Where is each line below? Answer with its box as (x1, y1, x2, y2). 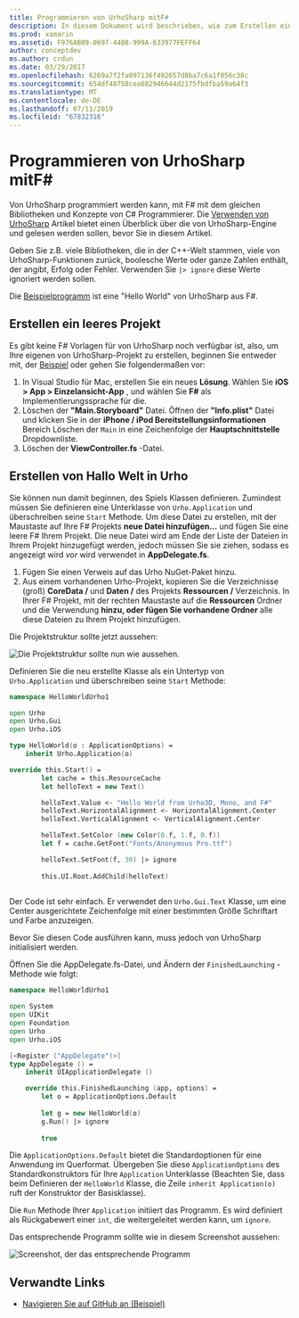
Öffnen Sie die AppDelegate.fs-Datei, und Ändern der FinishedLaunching (9, 960, 276, 970)
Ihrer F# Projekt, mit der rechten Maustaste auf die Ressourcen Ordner (21, 595, 283, 605)
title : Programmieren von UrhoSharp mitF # (9, 12, 169, 22)
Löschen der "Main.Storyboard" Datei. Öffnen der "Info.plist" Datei (21, 405, 274, 416)
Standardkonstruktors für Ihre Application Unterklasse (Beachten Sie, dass (9, 1169, 285, 1180)
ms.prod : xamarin (9, 29, 74, 38)
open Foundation (9, 1018, 69, 1028)
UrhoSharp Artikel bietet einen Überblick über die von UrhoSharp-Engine (9, 218, 278, 229)
